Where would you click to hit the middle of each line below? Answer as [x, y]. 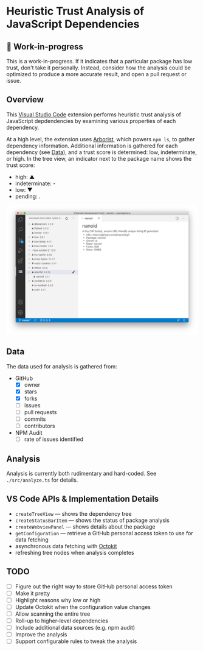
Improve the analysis [41, 635]
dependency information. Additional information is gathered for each [92, 146]
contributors [40, 426]
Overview [25, 100]
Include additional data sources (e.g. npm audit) [75, 628]
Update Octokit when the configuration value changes [83, 607]
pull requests [40, 412]
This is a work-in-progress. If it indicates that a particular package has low [99, 61]
